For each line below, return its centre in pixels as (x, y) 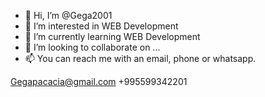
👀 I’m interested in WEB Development (101, 26)
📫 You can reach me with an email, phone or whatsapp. (140, 58)
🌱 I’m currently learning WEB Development (112, 36)
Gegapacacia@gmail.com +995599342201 (99, 81)
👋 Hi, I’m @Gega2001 (68, 15)
